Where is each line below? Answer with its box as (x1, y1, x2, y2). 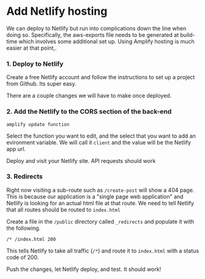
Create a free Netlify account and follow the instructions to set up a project (6, 74, 195, 81)
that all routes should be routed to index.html (6, 206, 121, 213)
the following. (6, 224, 41, 232)
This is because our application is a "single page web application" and (6, 192, 184, 200)
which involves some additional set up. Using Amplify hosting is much (18, 37, 195, 45)
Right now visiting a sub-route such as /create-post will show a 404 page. (6, 186, 195, 194)
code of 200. (6, 253, 39, 261)
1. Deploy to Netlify (6, 60, 64, 68)
